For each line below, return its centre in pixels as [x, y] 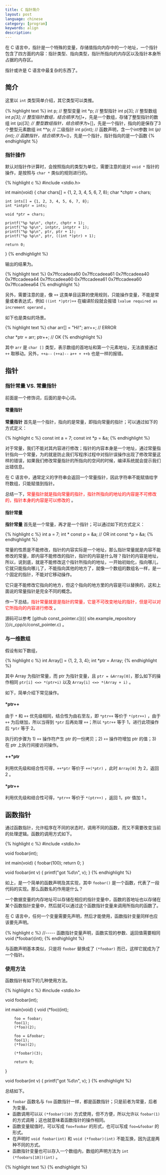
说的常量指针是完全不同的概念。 [42, 591]
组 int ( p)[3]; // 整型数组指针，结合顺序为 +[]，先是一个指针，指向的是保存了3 [83, 123]
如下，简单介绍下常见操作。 [33, 692]
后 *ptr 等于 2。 [21, 728]
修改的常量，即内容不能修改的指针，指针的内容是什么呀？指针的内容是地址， [83, 556]
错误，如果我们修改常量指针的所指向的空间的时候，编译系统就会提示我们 [87, 460]
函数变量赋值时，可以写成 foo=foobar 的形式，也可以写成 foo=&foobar [83, 1126]
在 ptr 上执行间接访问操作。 [33, 745]
